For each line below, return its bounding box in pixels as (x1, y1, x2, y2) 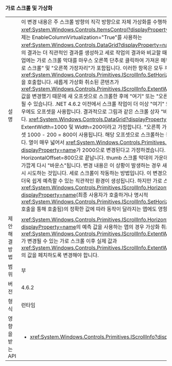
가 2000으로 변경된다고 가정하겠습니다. (76, 147, 166, 154)
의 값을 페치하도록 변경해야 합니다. (21, 252, 99, 259)
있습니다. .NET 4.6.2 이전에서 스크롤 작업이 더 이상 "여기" (33, 100, 165, 108)
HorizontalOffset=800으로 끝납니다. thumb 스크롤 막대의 (21, 154, 153, 161)
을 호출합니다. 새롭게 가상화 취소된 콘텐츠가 (21, 78, 119, 86)
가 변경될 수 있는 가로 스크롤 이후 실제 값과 (21, 237, 117, 245)
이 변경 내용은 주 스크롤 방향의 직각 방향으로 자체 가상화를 (21, 18, 152, 26)
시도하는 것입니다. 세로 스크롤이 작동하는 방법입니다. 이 (27, 170, 152, 177)
